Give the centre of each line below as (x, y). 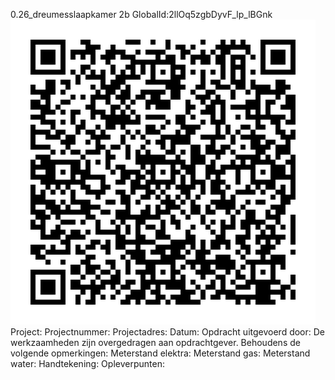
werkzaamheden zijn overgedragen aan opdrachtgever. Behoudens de (155, 342)
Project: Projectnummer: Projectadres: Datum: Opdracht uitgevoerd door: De (168, 332)
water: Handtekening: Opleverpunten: (87, 363)
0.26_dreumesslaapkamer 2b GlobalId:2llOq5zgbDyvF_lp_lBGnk (141, 14)
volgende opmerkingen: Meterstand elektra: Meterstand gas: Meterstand (160, 353)
